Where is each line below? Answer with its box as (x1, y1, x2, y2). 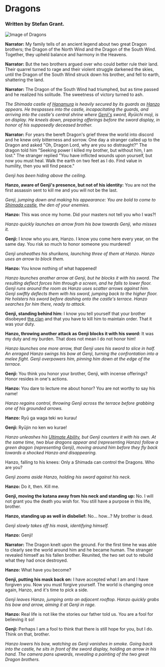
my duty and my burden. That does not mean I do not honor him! (5, 336, 136, 342)
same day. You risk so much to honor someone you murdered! (5, 241, 131, 247)
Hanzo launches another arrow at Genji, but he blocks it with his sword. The (5, 275, 160, 281)
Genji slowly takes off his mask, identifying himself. (5, 523, 109, 529)
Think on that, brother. (5, 631, 50, 637)
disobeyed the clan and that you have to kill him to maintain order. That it (5, 316, 152, 322)
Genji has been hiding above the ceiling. (5, 173, 86, 179)
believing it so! (5, 616, 35, 623)
